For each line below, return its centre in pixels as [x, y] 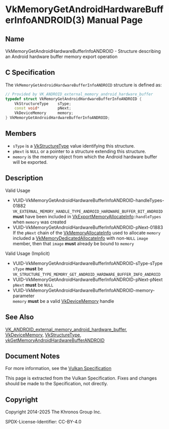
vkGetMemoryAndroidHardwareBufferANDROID [55, 340]
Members [21, 134]
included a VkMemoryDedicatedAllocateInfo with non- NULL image [80, 238]
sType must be [28, 269]
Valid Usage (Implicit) [28, 253]
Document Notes [32, 356]
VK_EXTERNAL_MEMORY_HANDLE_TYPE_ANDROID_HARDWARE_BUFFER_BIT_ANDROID [88, 211]
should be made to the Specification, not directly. [57, 384]
